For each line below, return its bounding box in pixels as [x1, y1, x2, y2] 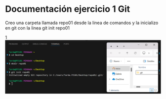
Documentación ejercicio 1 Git [5, 3, 130, 15]
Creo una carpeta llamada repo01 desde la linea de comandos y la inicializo [5, 20, 159, 26]
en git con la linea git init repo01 [5, 25, 70, 31]
